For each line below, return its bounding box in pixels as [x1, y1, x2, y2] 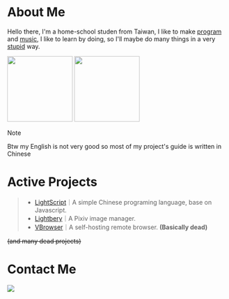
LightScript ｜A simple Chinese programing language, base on [34, 198, 212, 206]
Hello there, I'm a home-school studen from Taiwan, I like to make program [7, 27, 222, 36]
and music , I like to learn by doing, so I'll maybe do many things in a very [7, 34, 216, 43]
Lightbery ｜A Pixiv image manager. [34, 214, 136, 222]
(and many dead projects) [7, 237, 81, 245]
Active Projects [7, 174, 97, 190]
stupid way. [7, 42, 40, 50]
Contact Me [7, 261, 77, 277]
